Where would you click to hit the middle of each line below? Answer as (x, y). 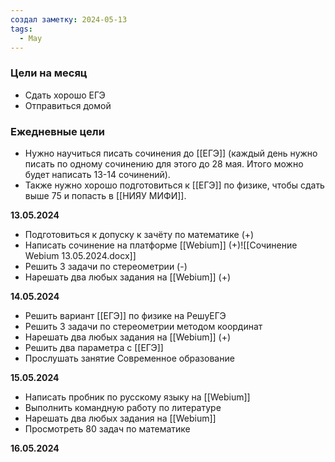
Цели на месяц (49, 73)
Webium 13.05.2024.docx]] (80, 255)
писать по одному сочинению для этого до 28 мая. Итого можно (164, 163)
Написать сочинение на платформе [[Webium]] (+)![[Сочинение (161, 245)
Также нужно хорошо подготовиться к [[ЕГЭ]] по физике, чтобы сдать (174, 185)
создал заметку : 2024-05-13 (69, 19)
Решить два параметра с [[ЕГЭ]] (94, 347)
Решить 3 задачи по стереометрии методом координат (143, 326)
